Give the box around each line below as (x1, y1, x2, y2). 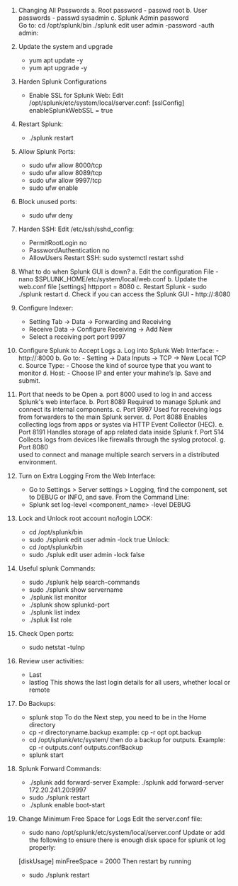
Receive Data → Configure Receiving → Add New (28, 325, 173, 333)
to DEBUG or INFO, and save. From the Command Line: (28, 493, 190, 501)
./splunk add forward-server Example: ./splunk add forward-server (28, 778, 224, 786)
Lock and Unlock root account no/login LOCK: (18, 514, 153, 522)
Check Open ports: (18, 629, 74, 637)
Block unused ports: (18, 198, 77, 206)
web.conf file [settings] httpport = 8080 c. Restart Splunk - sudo (18, 283, 208, 291)
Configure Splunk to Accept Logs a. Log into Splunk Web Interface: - (18, 347, 219, 354)
